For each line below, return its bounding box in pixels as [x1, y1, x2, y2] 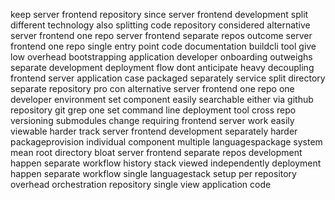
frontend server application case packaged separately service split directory [10, 72, 326, 84]
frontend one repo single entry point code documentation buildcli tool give [10, 40, 317, 52]
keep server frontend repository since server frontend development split [10, 9, 309, 20]
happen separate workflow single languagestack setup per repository [10, 168, 297, 179]
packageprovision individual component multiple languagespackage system [10, 136, 323, 148]
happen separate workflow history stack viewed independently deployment [10, 157, 322, 169]
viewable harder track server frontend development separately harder [10, 125, 298, 137]
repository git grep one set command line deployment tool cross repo [10, 104, 297, 116]
